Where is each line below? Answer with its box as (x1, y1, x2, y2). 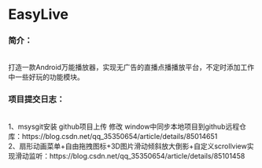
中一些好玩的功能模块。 (8, 72, 84, 82)
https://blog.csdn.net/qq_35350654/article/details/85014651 (21, 131, 218, 141)
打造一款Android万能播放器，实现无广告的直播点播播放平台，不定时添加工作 (8, 63, 254, 72)
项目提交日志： (8, 94, 65, 105)
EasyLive (8, 5, 69, 24)
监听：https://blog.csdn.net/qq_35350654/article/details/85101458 (28, 151, 245, 160)
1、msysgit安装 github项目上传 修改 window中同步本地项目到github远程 (8, 122, 240, 131)
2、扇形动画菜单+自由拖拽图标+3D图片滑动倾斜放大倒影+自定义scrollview (8, 141, 248, 151)
